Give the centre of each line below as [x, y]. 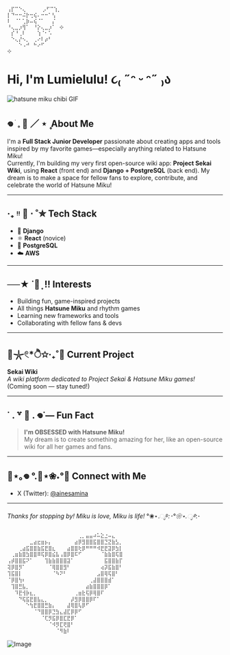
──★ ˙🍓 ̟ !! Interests [49, 284]
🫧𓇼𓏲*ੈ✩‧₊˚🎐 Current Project [71, 355]
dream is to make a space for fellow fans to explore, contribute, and [102, 177]
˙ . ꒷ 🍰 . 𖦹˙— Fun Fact [51, 415]
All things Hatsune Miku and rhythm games [78, 308]
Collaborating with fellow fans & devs [69, 323]
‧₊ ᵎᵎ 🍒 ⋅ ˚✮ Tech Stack [52, 214]
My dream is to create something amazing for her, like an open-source [123, 439]
